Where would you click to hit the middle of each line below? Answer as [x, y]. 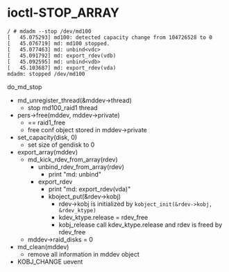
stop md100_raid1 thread [63, 107]
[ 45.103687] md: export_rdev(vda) [62, 67]
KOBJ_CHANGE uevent [50, 262]
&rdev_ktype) [77, 210]
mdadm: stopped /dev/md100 [46, 74]
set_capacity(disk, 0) [47, 137]
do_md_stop [25, 87]
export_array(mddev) [48, 152]
